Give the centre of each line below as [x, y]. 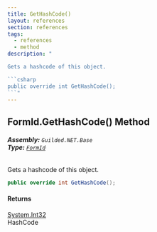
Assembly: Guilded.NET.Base [50, 140]
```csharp [22, 79]
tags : [15, 34]
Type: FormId [27, 148]
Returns [20, 199]
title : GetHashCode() [39, 14]
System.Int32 [27, 215]
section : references [38, 27]
